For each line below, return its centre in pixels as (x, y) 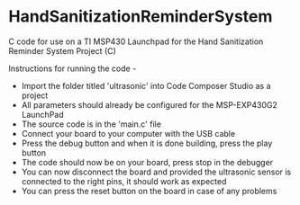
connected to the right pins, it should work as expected (124, 181)
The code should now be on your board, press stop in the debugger (147, 162)
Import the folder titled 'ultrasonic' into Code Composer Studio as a (146, 85)
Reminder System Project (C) (62, 50)
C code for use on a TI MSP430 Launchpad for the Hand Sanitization (136, 41)
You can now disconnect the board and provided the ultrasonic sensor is (156, 172)
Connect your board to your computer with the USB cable (128, 133)
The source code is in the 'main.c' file (91, 124)
